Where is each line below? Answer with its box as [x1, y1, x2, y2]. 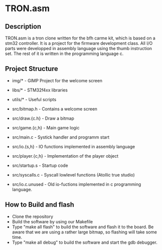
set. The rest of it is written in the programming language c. [5, 51, 124, 56]
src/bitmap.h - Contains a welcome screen [12, 106, 97, 112]
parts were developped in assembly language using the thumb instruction [5, 46, 152, 51]
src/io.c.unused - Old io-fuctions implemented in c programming [12, 181, 142, 187]
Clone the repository [12, 214, 53, 219]
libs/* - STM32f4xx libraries [12, 87, 68, 93]
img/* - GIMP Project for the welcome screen [12, 77, 103, 83]
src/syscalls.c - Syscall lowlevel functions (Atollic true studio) [12, 172, 135, 178]
